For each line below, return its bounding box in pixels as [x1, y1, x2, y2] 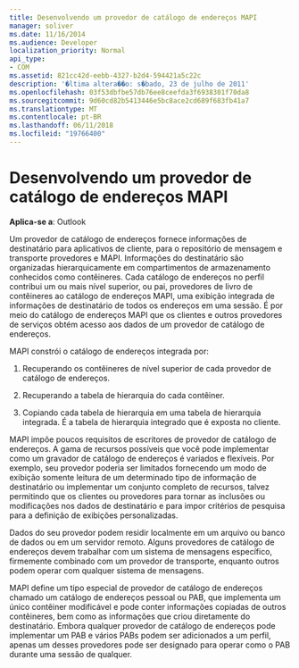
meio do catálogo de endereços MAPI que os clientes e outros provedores [9, 309, 283, 320]
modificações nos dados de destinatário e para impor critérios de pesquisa [9, 500, 286, 511]
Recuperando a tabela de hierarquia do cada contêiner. [21, 389, 225, 400]
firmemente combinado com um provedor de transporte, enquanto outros [9, 555, 279, 566]
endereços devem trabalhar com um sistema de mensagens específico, [9, 546, 273, 556]
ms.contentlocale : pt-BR [9, 113, 102, 121]
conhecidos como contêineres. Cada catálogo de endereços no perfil [9, 271, 265, 282]
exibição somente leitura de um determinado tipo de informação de [9, 472, 257, 482]
